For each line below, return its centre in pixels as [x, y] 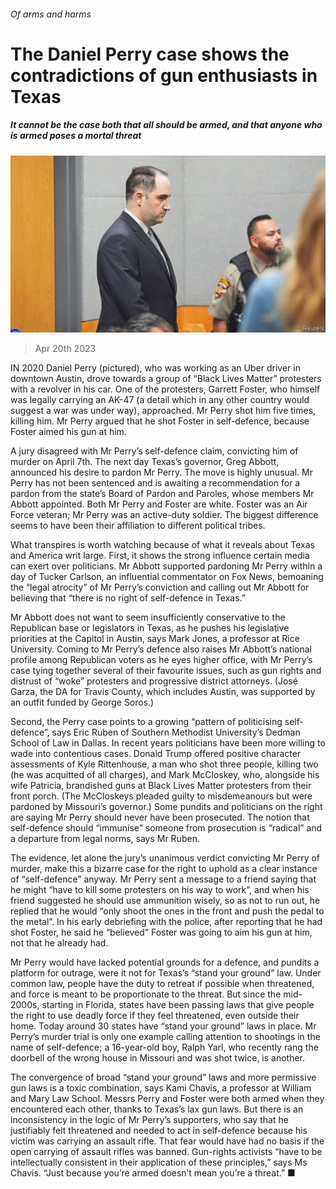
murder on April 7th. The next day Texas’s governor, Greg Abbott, [145, 462]
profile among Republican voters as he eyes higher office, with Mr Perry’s [161, 660]
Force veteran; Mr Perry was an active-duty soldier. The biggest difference [164, 515]
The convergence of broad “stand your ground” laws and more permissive [163, 1077]
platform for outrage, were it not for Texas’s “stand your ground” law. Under [166, 973]
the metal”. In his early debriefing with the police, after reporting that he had [166, 922]
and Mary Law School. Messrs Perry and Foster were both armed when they [167, 1099]
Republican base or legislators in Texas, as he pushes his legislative [150, 628]
